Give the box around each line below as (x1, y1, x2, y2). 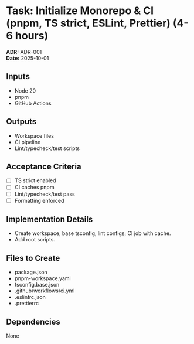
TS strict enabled (14, 177, 57, 184)
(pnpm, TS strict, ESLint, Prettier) (6, 16, 171, 30)
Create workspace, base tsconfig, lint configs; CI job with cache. (14, 230, 171, 237)
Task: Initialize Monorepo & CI (6, 4, 154, 18)
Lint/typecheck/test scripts (14, 145, 80, 152)
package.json (14, 268, 48, 276)
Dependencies (6, 316, 60, 326)
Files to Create (6, 253, 60, 263)
